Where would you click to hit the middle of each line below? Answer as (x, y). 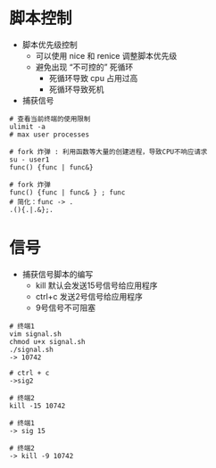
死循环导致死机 (76, 89)
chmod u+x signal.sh (48, 341)
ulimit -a (28, 127)
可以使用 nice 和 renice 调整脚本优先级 (106, 55)
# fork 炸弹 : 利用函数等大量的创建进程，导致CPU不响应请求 (108, 152)
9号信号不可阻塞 (66, 308)
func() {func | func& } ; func (67, 193)
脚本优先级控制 (50, 45)
